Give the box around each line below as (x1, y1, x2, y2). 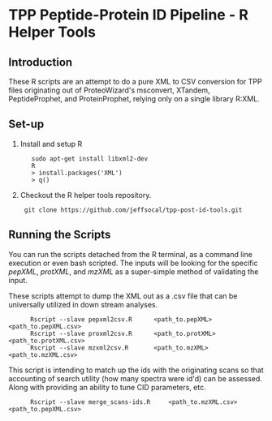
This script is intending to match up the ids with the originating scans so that (8, 365, 264, 375)
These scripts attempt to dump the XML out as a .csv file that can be (8, 290, 238, 301)
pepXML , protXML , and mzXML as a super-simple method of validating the (8, 266, 259, 277)
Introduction (8, 55, 73, 69)
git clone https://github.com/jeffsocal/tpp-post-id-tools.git (24, 205, 243, 214)
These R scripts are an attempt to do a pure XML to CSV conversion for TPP (8, 77, 262, 86)
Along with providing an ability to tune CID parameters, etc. (8, 382, 206, 392)
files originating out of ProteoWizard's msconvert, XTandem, (8, 85, 210, 95)
